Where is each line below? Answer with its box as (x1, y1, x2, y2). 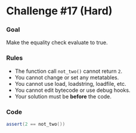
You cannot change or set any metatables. (14, 73, 119, 81)
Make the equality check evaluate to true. (6, 39, 109, 46)
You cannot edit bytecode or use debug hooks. (14, 86, 131, 94)
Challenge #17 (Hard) (6, 4, 113, 18)
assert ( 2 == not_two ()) (6, 121, 66, 128)
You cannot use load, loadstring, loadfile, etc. (14, 80, 126, 87)
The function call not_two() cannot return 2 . (14, 67, 123, 75)
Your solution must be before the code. (14, 92, 112, 100)
